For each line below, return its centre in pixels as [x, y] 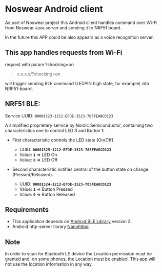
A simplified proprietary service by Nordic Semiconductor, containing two [79, 125]
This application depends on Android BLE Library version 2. [72, 222]
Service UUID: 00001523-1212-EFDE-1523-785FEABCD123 [59, 115]
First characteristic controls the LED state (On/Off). [63, 140]
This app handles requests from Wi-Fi [64, 53]
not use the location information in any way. [49, 264]
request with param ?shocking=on [40, 64]
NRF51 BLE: [23, 104]
